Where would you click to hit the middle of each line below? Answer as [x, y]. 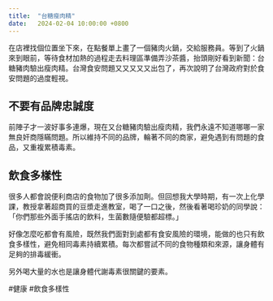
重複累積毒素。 [54, 148]
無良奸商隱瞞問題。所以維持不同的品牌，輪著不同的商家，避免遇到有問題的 [133, 137]
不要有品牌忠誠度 [51, 106]
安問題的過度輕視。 [41, 78]
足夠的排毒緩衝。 [37, 254]
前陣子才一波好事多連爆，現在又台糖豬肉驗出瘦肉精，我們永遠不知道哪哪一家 [136, 127]
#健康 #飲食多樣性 [39, 289]
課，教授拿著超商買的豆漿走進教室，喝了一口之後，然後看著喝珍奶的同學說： [136, 207]
